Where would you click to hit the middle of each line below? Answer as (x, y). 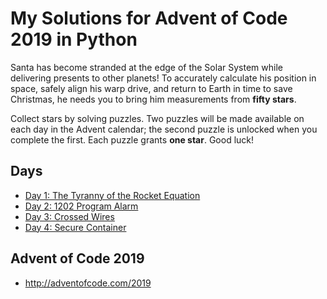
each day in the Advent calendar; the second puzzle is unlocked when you (164, 129)
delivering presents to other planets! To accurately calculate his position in (163, 78)
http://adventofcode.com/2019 (88, 283)
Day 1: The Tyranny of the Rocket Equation (112, 195)
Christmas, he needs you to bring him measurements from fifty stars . (153, 99)
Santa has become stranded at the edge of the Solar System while (146, 67)
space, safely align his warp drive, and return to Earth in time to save (151, 88)
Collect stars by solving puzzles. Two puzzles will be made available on (157, 118)
